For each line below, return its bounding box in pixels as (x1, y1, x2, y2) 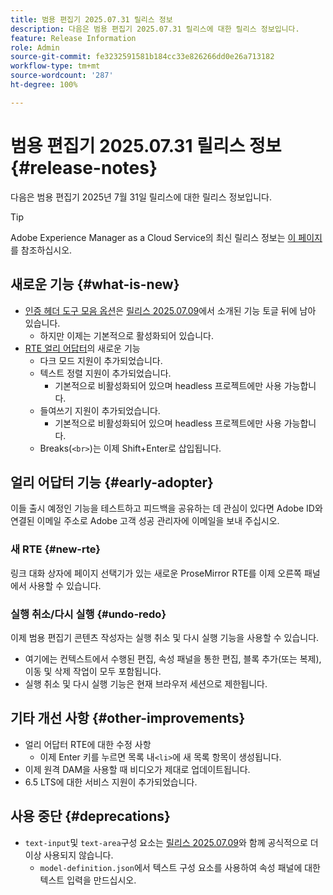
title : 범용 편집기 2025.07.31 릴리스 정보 (10, 14, 173, 25)
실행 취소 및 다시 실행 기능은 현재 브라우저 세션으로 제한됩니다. (24, 677, 268, 690)
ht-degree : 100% (10, 80, 78, 90)
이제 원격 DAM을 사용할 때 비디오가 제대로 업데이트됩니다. (24, 763, 251, 775)
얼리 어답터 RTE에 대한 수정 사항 (24, 738, 152, 750)
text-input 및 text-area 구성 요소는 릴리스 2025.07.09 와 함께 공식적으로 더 (24, 836, 319, 848)
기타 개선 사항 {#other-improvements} (10, 710, 246, 727)
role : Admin (10, 42, 60, 53)
